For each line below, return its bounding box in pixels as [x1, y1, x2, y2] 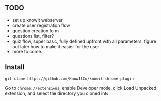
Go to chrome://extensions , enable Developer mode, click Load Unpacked [5, 85, 157, 91]
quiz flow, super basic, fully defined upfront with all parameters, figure [12, 38, 156, 44]
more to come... [12, 49, 45, 54]
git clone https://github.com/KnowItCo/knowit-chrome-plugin [5, 76, 134, 81]
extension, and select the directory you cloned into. [5, 90, 110, 96]
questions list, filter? [12, 33, 54, 39]
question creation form [12, 27, 59, 34]
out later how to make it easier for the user [12, 43, 99, 49]
